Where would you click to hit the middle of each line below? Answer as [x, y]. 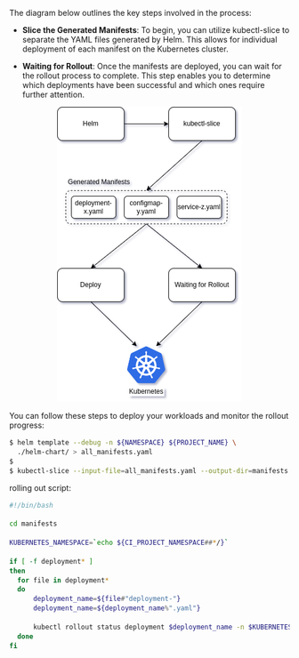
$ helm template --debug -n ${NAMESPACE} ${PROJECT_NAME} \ [123, 443]
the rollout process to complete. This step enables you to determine [146, 76]
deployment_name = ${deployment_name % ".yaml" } [117, 608]
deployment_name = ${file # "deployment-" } [106, 599]
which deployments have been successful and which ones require [143, 85]
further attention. [53, 94]
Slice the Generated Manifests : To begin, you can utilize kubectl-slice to [156, 30]
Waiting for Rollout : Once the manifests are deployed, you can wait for [152, 66]
